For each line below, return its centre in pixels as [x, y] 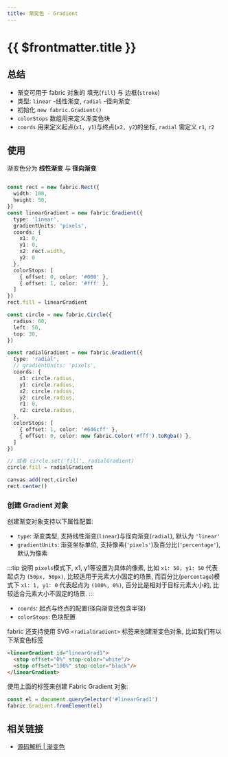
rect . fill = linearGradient [47, 303]
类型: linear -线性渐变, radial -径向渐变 [73, 101]
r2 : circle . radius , [47, 410]
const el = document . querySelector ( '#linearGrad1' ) [82, 699]
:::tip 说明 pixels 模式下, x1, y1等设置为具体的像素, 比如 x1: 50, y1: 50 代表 [113, 568]
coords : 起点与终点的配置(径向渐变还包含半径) [81, 608]
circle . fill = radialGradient [50, 468]
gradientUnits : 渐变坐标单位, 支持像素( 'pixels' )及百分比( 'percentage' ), [119, 545]
